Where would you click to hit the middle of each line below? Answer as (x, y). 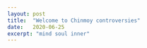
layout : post (27, 14)
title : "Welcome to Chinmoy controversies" (74, 20)
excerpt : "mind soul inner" (49, 34)
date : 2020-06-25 (36, 27)
